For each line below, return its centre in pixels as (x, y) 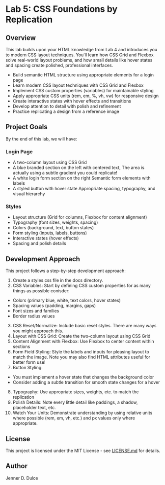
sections (21, 346)
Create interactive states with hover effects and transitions (72, 101)
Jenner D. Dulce (22, 478)
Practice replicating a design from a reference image (66, 111)
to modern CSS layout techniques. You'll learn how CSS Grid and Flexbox (80, 55)
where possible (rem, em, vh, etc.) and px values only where (74, 418)
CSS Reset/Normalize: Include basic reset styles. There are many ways (84, 326)
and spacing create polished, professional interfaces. (59, 65)
